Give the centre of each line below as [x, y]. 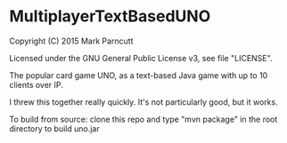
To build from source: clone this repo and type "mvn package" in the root [143, 119]
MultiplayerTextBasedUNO [110, 16]
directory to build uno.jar [54, 128]
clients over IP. [37, 84]
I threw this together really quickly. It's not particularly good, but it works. [143, 102]
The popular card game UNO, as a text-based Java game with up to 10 [139, 75]
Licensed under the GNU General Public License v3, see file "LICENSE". [141, 58]
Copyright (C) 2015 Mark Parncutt [71, 41]
